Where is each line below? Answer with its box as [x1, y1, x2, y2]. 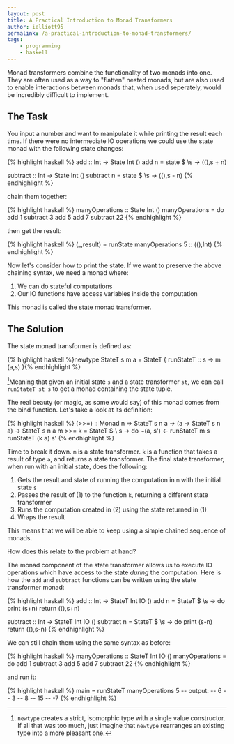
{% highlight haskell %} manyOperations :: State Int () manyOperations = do [7, 205, 224, 214]
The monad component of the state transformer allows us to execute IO [7, 561, 212, 570]
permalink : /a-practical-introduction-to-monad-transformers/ [7, 29, 192, 37]
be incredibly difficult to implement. [7, 90, 109, 98]
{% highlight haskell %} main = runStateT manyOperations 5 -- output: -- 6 [7, 687, 222, 695]
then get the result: [7, 226, 62, 235]
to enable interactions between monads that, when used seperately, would [7, 83, 221, 91]
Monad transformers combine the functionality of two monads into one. [7, 68, 212, 77]
